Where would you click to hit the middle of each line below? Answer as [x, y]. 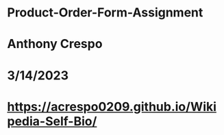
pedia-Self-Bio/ [52, 121]
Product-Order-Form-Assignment [105, 13]
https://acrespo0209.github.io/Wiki [112, 107]
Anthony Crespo [55, 44]
